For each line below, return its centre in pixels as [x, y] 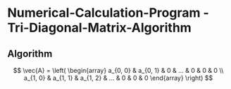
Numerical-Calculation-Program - [108, 13]
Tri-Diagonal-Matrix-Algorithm [99, 28]
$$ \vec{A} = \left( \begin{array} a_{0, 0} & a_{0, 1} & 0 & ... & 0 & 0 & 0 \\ [118, 70]
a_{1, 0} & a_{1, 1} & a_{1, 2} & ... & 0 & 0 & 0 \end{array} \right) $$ [118, 78]
